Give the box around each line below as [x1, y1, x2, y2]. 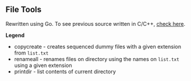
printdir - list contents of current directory [14, 67, 116, 75]
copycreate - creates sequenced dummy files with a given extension [14, 43, 182, 50]
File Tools [5, 5, 42, 15]
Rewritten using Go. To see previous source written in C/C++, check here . [5, 20, 186, 27]
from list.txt [14, 49, 48, 56]
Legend [5, 32, 25, 39]
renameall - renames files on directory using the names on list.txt [14, 55, 180, 62]
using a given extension [14, 62, 72, 69]
